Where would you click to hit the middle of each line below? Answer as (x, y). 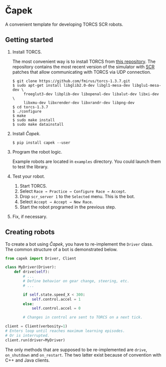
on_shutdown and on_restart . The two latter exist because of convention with (83, 355)
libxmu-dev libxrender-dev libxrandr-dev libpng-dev (79, 103)
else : (29, 304)
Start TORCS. (33, 186)
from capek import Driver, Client (41, 258)
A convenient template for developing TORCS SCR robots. (64, 24)
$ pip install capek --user (41, 143)
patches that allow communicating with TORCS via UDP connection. (82, 72)
